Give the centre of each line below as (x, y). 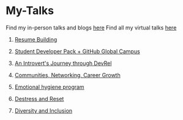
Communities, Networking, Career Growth (67, 75)
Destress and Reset (39, 99)
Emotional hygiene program (49, 87)
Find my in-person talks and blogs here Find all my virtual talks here (91, 28)
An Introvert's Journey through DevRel (63, 63)
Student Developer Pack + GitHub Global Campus (77, 51)
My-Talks (30, 11)
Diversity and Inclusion (43, 110)
